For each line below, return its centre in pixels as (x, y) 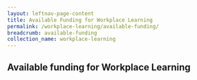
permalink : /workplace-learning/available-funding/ (83, 26)
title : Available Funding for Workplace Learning (80, 20)
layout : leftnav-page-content (51, 13)
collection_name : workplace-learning (62, 39)
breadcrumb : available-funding (52, 33)
